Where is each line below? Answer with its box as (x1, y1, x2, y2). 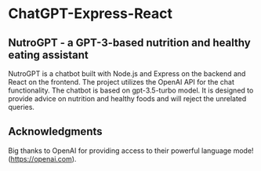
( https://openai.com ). (8, 154, 77, 163)
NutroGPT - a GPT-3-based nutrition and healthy (8, 36, 251, 49)
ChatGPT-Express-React (8, 5, 172, 23)
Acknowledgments (8, 125, 103, 138)
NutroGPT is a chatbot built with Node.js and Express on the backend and (8, 69, 246, 78)
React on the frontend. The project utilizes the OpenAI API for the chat (8, 78, 235, 86)
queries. (8, 103, 35, 111)
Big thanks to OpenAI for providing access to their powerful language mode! (8, 146, 254, 155)
